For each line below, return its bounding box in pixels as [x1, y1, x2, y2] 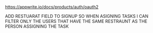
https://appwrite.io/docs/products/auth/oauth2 [5, 4, 99, 10]
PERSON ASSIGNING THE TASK [5, 23, 69, 29]
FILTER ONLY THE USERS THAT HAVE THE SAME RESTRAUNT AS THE [5, 19, 148, 24]
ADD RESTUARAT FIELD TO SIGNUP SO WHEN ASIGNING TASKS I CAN [5, 13, 149, 19]
